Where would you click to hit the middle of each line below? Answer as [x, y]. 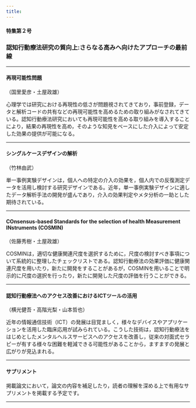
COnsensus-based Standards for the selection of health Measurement [93, 221]
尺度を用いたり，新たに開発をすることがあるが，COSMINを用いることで [98, 268]
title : [14, 11]
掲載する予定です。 [60, 393]
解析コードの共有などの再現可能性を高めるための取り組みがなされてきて [103, 111]
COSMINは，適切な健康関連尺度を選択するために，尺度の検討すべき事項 [93, 254]
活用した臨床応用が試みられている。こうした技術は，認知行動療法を [108, 330]
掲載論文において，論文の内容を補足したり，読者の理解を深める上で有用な [95, 385]
